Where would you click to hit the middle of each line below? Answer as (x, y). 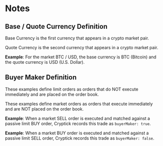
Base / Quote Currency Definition (56, 27)
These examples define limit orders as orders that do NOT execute (72, 89)
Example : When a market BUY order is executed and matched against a (77, 133)
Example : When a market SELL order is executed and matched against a (78, 118)
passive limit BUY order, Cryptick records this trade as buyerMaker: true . (78, 123)
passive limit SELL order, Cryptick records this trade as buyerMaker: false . (80, 138)
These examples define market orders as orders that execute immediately (79, 104)
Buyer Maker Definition (41, 78)
